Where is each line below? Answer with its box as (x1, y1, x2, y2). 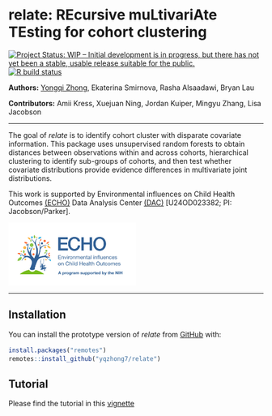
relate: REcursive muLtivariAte (8, 6, 218, 24)
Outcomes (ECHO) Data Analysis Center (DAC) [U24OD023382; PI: (8, 197, 232, 208)
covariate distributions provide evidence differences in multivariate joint (8, 165, 248, 174)
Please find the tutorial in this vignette (8, 399, 135, 409)
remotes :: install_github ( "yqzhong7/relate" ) (8, 354, 161, 362)
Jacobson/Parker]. (8, 206, 71, 216)
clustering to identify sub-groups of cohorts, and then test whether (8, 156, 232, 165)
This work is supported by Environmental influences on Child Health (8, 189, 236, 199)
